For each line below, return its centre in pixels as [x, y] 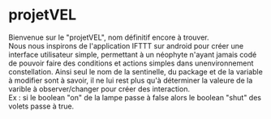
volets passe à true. [41, 106]
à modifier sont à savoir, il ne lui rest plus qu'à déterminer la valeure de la [131, 80]
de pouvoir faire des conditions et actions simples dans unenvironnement [131, 63]
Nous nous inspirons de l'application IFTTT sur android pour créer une [126, 45]
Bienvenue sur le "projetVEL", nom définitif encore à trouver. [109, 37]
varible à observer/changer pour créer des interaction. [99, 89]
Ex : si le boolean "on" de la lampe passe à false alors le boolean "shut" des [135, 97]
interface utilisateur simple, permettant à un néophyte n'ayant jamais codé [133, 54]
